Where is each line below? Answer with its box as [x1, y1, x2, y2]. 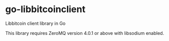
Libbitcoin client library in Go [5, 20, 66, 26]
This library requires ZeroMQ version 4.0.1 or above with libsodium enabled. [5, 30, 164, 36]
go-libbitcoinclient [5, 4, 86, 15]
